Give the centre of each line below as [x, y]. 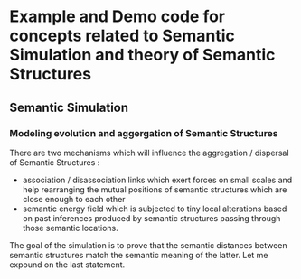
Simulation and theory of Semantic [142, 55]
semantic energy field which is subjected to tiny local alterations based [155, 209]
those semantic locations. [71, 228]
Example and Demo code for [118, 17]
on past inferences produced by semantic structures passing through [151, 218]
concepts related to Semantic [122, 36]
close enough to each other [74, 199]
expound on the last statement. [67, 265]
